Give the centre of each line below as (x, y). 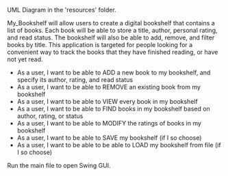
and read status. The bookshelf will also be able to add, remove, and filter (111, 38)
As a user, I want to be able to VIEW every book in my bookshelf (107, 101)
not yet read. (25, 59)
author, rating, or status (50, 116)
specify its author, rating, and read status (75, 80)
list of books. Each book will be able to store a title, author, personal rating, (112, 30)
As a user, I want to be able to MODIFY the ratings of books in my (109, 123)
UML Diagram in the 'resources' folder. (62, 10)
